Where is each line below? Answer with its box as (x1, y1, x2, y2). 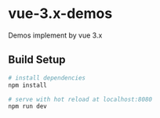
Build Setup (8, 53, 66, 66)
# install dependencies (8, 73, 86, 82)
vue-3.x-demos (8, 5, 113, 23)
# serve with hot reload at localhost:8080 (8, 95, 153, 103)
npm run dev (8, 102, 47, 110)
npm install (8, 81, 47, 89)
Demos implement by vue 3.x (8, 30, 103, 40)
